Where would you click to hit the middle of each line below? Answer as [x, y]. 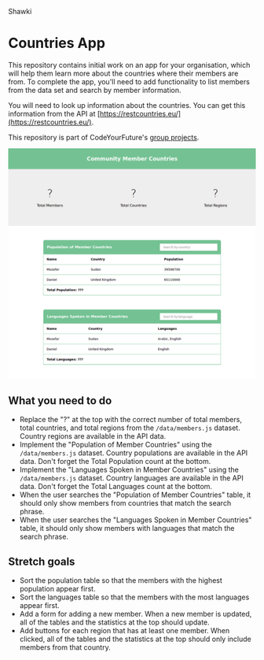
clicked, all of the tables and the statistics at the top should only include [135, 639]
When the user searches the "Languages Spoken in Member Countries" [136, 520]
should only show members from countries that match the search [125, 503]
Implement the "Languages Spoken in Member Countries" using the [129, 470]
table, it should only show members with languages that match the [127, 528]
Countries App [57, 43]
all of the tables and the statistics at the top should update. [114, 622]
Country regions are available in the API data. [93, 436]
